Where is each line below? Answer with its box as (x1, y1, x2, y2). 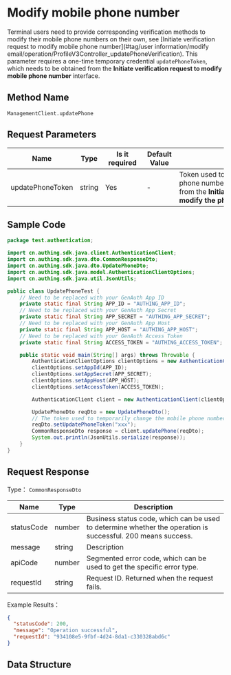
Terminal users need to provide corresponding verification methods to (7, 28, 206, 36)
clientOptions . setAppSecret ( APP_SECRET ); (32, 371, 153, 378)
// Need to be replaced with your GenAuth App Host (19, 320, 170, 326)
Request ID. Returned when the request (86, 573, 214, 583)
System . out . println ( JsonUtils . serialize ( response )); (32, 434, 186, 441)
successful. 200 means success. (86, 531, 193, 540)
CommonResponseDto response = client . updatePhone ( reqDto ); (32, 428, 205, 435)
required (108, 157, 137, 167)
